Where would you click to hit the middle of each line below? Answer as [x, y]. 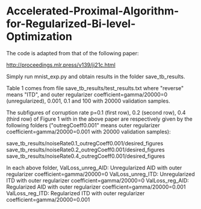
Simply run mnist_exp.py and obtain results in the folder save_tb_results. [96, 76]
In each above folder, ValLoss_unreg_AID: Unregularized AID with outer [94, 168]
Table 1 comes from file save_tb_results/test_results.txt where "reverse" [95, 88]
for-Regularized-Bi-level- [71, 24]
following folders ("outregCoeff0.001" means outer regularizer [83, 125]
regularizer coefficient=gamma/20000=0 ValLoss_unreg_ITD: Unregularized [101, 174]
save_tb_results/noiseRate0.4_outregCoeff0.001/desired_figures [86, 156]
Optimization [39, 37]
